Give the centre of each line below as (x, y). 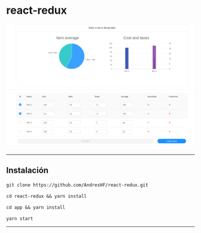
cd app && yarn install (36, 207)
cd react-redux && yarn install (46, 196)
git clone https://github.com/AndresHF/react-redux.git (77, 185)
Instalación (28, 171)
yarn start (20, 219)
